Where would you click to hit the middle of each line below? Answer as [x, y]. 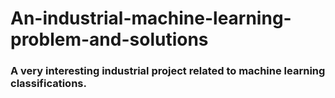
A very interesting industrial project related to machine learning [168, 71]
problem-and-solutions [109, 39]
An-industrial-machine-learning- [151, 18]
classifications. [48, 84]
